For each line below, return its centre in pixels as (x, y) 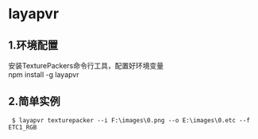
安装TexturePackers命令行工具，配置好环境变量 (86, 66)
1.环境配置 (33, 45)
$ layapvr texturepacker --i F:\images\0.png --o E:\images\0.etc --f (131, 120)
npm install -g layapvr (44, 75)
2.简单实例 (35, 101)
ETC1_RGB (23, 127)
